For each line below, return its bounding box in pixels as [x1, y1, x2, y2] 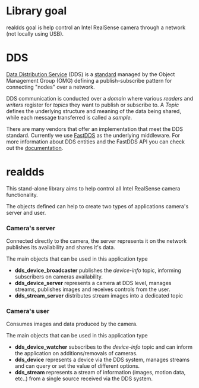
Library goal [6, 4, 67, 18]
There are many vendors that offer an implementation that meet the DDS [6, 125, 183, 132]
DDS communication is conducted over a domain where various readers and [6, 95, 194, 102]
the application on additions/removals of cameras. [14, 350, 138, 357]
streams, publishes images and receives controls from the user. [14, 286, 170, 293]
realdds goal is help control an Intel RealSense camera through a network [6, 24, 186, 31]
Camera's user [6, 307, 50, 315]
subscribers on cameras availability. [14, 273, 103, 280]
